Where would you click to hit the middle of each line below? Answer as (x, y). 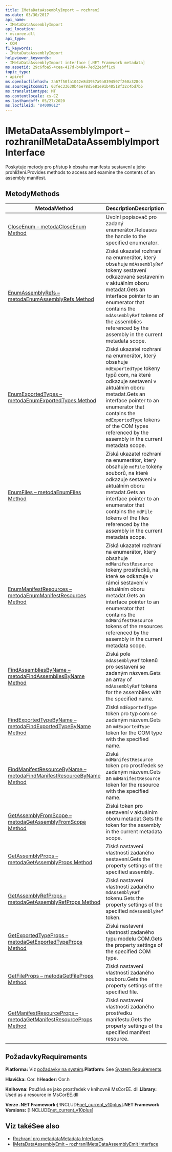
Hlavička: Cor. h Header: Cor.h (38, 1079)
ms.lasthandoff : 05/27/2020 (35, 101)
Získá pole (118, 654)
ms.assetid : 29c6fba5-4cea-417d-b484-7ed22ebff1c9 (60, 67)
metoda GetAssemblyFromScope (47, 822)
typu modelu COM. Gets (134, 939)
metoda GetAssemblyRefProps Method (54, 902)
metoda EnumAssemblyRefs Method (51, 299)
